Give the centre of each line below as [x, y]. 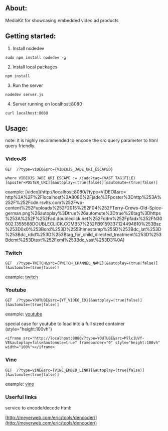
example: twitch [22, 277]
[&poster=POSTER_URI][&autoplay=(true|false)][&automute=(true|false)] [81, 182]
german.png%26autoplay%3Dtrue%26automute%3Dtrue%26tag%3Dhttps [83, 213]
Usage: [17, 128]
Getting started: [31, 36]
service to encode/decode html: [38, 408]
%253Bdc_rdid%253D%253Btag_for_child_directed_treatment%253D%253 [83, 234]
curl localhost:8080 [27, 113]
